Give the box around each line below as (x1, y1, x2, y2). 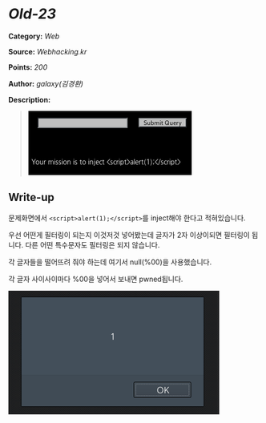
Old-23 (8, 5, 57, 23)
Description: (8, 95, 50, 104)
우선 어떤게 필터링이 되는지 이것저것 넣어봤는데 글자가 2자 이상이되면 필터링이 (8, 230, 250, 240)
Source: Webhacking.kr (8, 46, 87, 56)
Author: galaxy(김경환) (8, 79, 84, 88)
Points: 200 (8, 62, 48, 72)
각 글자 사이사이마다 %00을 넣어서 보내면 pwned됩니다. (8, 274, 183, 284)
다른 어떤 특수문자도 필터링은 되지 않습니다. (25, 240, 160, 249)
